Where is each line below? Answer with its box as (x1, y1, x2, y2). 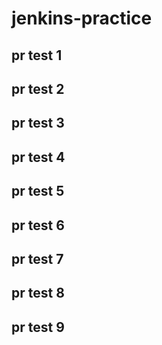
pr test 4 (11, 148, 66, 166)
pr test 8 (11, 285, 65, 302)
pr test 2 (11, 80, 65, 97)
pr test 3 (11, 115, 65, 132)
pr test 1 (11, 47, 63, 64)
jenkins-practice (11, 7, 153, 30)
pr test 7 (11, 250, 64, 267)
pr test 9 (11, 318, 65, 336)
